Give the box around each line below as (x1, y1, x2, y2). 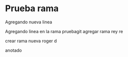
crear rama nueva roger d (5, 38, 57, 44)
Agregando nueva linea (5, 19, 53, 25)
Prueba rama (5, 3, 59, 14)
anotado (5, 47, 22, 53)
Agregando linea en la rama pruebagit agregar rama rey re (5, 28, 123, 34)
